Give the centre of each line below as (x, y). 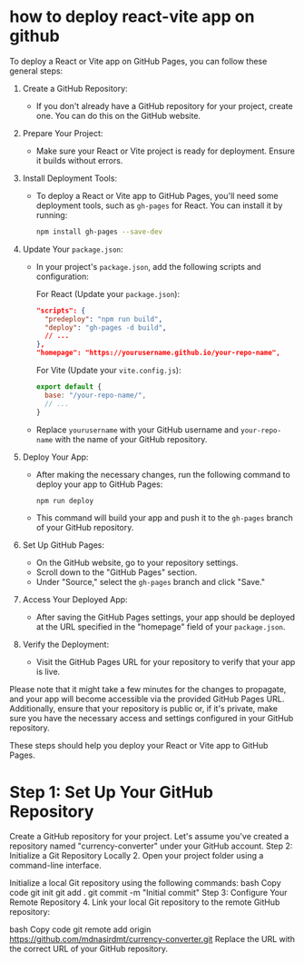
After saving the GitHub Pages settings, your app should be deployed (166, 617)
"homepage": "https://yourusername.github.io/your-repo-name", (158, 353)
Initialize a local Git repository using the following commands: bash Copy (145, 883)
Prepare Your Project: (63, 133)
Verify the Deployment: (66, 645)
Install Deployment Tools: (70, 178)
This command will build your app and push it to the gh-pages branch (164, 518)
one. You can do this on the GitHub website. (118, 115)
